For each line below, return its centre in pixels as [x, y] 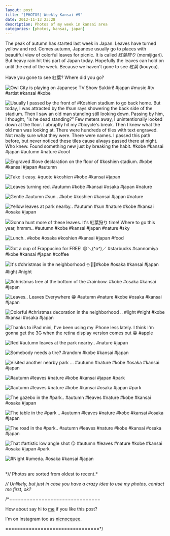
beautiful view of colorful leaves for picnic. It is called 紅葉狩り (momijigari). [84, 55]
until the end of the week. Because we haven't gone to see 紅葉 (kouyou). [82, 67]
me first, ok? [18, 489]
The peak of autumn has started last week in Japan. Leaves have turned [81, 43]
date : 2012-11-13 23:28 [30, 19]
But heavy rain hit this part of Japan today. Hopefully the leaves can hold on [84, 61]
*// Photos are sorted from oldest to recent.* [52, 474]
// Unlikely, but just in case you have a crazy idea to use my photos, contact [85, 484]
